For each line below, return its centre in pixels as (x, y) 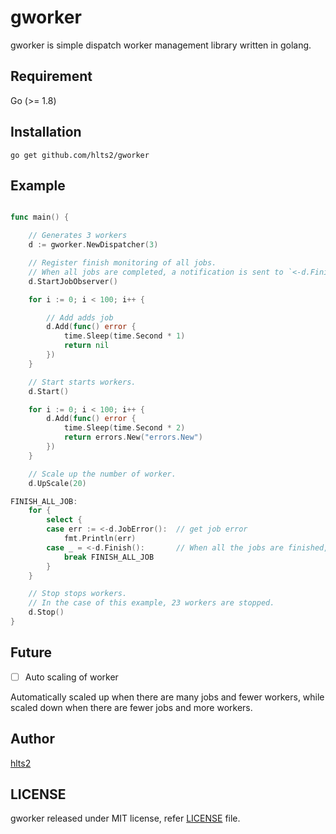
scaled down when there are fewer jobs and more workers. (131, 707)
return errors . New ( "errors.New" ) (133, 437)
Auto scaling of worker (71, 677)
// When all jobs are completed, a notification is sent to (156, 272)
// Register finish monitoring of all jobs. (122, 263)
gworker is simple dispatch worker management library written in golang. (161, 45)
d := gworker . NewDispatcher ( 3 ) (93, 245)
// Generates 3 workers (78, 236)
